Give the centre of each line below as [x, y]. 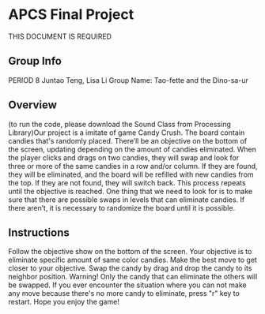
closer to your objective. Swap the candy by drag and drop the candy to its [130, 268]
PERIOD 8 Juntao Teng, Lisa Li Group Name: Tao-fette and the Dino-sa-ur [129, 80]
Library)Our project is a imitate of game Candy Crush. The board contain [127, 133]
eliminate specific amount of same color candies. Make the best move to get [132, 260]
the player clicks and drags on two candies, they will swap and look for [124, 157]
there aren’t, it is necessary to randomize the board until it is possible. [122, 207]
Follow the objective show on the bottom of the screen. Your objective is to [130, 252]
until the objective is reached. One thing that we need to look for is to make [131, 191]
